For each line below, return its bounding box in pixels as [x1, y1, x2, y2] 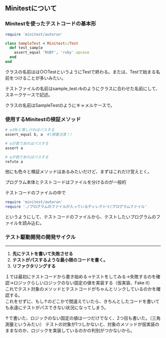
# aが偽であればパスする [5, 155, 49, 160]
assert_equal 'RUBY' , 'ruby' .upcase [14, 50, 90, 55]
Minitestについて [5, 4, 57, 13]
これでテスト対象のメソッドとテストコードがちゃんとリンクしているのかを [5, 286, 157, 292]
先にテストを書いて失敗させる [12, 250, 73, 256]
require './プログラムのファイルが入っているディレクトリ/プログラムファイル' [5, 204, 147, 209]
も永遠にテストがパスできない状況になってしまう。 [5, 304, 109, 310]
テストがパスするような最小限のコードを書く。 [12, 257, 108, 263]
